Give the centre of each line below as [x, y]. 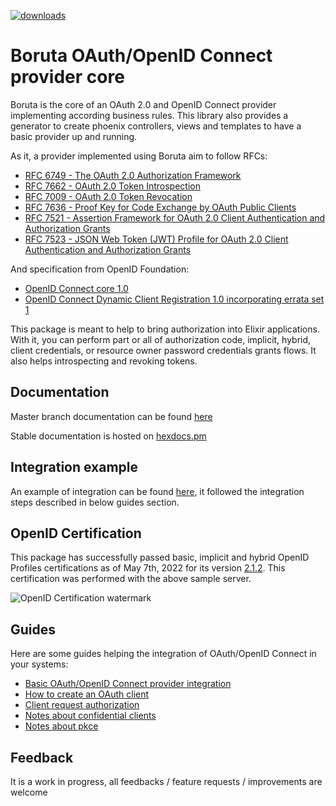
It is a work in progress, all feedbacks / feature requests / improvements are [166, 781]
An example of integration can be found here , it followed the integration [157, 491]
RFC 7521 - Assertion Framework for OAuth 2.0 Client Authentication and [175, 217]
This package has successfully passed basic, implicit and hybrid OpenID [160, 557]
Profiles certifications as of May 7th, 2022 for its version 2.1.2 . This [148, 568]
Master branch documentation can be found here [111, 416]
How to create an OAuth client [87, 694]
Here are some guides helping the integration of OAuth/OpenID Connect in [163, 654]
